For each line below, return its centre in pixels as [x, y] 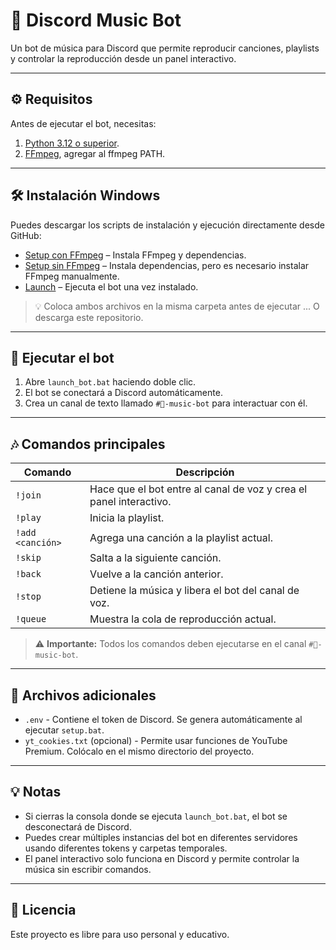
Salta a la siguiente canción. [155, 558]
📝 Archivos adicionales [83, 695]
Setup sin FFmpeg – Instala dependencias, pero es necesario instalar [167, 265]
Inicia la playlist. [127, 518]
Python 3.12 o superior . [72, 143]
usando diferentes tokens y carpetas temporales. [126, 848]
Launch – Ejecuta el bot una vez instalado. [111, 286]
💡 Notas [36, 792]
